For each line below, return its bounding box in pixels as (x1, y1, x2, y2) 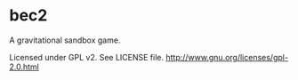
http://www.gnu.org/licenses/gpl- (165, 52, 289, 62)
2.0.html (9, 61, 40, 72)
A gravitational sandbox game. (9, 35, 121, 45)
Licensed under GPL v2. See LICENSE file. (9, 52, 165, 62)
